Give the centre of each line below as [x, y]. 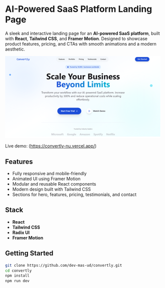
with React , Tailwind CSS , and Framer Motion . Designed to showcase [76, 39]
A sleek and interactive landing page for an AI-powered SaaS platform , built [82, 33]
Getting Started [29, 253]
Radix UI [21, 232]
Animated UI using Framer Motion [46, 179]
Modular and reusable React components [54, 184]
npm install [17, 276]
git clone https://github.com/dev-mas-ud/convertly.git [64, 265]
